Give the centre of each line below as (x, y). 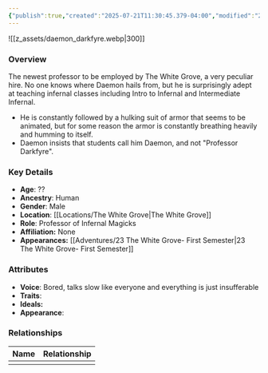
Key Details (31, 172)
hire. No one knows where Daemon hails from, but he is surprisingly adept (130, 85)
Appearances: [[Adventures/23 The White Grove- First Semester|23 (132, 240)
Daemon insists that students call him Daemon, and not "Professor (129, 143)
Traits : (31, 296)
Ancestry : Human (49, 198)
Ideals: (32, 304)
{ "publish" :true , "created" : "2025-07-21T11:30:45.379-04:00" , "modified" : (132, 16)
